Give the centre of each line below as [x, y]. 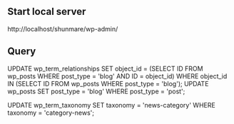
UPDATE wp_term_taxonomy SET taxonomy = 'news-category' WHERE [111, 105]
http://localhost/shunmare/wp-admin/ [63, 29]
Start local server [47, 12]
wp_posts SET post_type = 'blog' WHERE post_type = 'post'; [96, 91]
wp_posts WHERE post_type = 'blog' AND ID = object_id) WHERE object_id [117, 76]
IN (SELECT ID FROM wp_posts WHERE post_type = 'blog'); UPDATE [108, 83]
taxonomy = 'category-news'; [51, 113]
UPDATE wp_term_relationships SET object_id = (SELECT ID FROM [105, 68]
